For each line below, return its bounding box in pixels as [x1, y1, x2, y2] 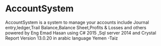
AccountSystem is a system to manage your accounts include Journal [5, 19, 149, 25]
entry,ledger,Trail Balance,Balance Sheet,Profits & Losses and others [5, 24, 146, 30]
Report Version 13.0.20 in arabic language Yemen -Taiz [5, 35, 118, 41]
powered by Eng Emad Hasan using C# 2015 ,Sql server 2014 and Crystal [5, 30, 156, 36]
